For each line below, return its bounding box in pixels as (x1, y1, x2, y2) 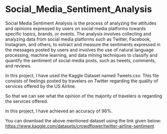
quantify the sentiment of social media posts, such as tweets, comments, (5, 57, 156, 63)
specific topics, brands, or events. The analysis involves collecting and (5, 31, 151, 37)
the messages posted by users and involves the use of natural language (5, 47, 154, 53)
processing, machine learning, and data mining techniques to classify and (5, 52, 158, 58)
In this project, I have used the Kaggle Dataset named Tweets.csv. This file (5, 72, 159, 78)
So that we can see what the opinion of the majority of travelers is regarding (5, 93, 162, 99)
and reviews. (5, 63, 32, 69)
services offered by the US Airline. (5, 83, 76, 89)
